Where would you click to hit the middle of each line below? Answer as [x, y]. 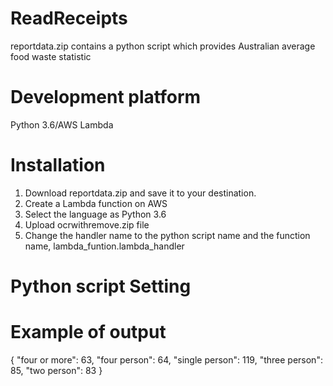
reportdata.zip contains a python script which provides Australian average [163, 46]
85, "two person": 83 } [56, 370]
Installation [58, 165]
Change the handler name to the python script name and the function [167, 235]
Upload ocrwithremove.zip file [87, 224]
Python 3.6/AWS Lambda [62, 124]
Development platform [106, 97]
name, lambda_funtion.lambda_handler [104, 246]
